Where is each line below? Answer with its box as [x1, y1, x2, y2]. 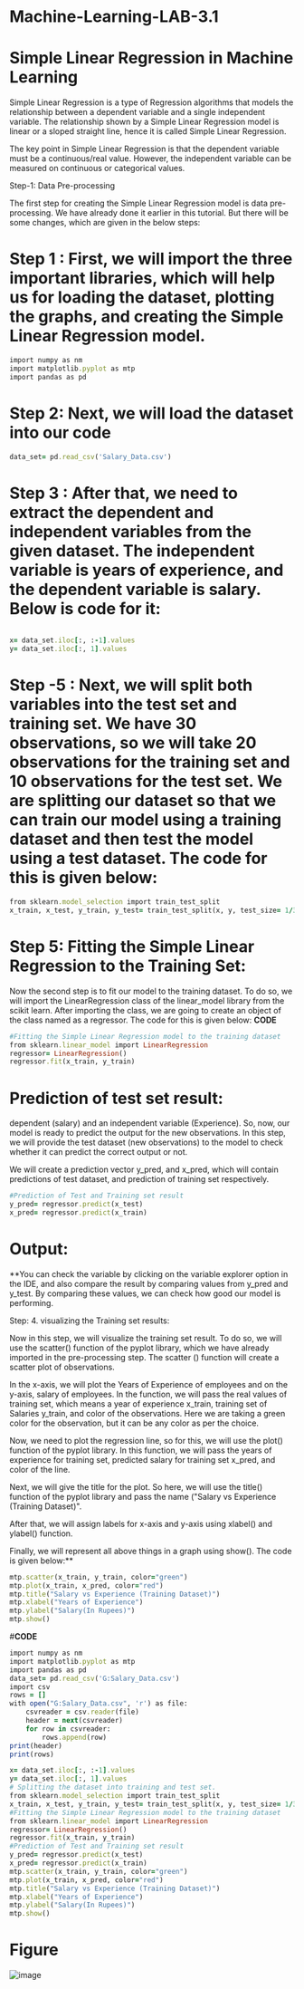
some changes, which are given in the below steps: [9, 217, 201, 228]
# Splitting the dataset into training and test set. [9, 1782, 217, 1792]
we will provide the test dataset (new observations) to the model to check [9, 1137, 283, 1148]
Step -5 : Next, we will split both [9, 675, 253, 696]
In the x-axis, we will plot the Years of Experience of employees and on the [9, 1379, 289, 1389]
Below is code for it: [9, 598, 161, 619]
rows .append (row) [42, 1733, 107, 1742]
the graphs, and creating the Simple [9, 306, 284, 327]
